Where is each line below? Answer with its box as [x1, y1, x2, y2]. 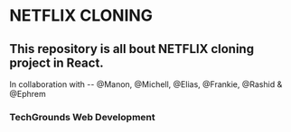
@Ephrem [9, 89, 47, 99]
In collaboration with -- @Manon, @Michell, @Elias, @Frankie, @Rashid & [9, 79, 283, 90]
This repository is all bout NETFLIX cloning [9, 41, 255, 57]
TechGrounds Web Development [9, 110, 155, 123]
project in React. [9, 55, 104, 70]
